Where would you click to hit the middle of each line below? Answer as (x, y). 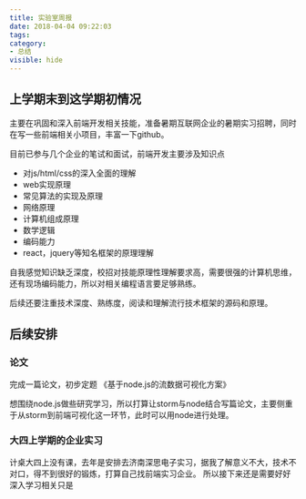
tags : (20, 35)
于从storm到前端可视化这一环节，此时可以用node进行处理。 (122, 414)
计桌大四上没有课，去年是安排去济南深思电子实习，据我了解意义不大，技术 (149, 462)
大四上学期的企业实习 (56, 441)
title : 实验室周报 (41, 18)
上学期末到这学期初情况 (75, 100)
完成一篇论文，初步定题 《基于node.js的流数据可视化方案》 (120, 384)
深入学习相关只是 (41, 484)
